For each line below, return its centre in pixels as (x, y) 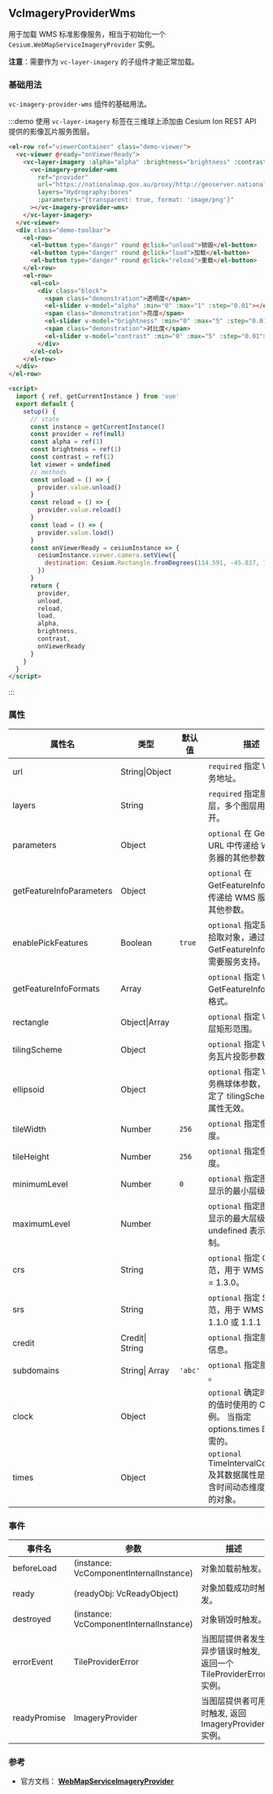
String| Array (145, 1370)
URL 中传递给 (234, 845)
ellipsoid (28, 1089)
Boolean (136, 943)
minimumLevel (40, 1184)
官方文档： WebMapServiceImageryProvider (97, 1781)
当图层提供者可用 (234, 1700)
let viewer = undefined (70, 464)
